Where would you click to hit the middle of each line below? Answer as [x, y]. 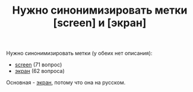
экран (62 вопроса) [40, 71]
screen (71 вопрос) [38, 65]
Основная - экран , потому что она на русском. [66, 83]
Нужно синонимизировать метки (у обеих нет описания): [79, 53]
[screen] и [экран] [100, 23]
